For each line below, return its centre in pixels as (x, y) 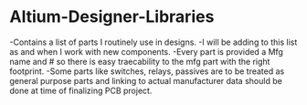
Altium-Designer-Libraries (112, 17)
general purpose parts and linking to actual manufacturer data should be (146, 80)
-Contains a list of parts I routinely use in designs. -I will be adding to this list (153, 42)
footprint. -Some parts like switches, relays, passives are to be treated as (147, 71)
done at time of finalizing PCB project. (81, 90)
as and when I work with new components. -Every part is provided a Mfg (146, 51)
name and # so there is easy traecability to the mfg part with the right (140, 61)
